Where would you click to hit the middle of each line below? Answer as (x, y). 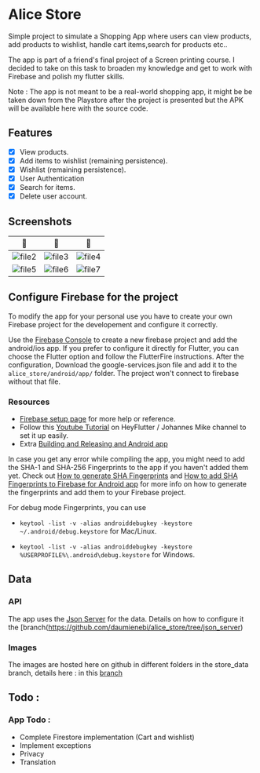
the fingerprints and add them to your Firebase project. (97, 493)
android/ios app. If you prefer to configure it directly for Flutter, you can (124, 348)
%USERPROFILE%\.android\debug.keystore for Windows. (107, 555)
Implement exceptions (55, 745)
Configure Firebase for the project (93, 297)
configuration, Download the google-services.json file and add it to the (123, 365)
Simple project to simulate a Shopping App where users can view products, (130, 36)
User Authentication (52, 178)
